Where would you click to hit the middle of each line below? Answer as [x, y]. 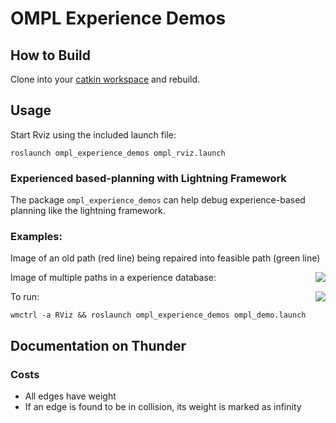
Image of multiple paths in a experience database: [113, 278]
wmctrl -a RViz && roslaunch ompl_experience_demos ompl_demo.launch [158, 315]
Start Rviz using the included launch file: [93, 134]
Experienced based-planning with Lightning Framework [148, 178]
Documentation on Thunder [98, 345]
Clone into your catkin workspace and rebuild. [105, 79]
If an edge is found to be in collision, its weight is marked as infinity [163, 407]
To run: [25, 297]
